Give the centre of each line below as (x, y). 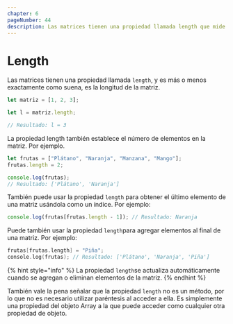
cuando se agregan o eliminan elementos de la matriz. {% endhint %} (107, 278)
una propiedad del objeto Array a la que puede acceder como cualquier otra (116, 306)
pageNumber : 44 (29, 20)
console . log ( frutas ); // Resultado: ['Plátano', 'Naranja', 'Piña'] (109, 257)
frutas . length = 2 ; (35, 165)
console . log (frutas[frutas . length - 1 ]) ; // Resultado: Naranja (102, 217)
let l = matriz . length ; (42, 113)
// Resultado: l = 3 (37, 126)
